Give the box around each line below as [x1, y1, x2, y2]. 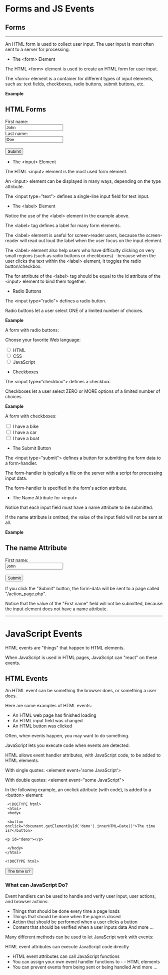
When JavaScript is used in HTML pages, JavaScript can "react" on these [5, 654, 157, 661]
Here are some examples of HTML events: [5, 703, 92, 709]
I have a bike [12, 423, 39, 429]
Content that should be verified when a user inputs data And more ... [12, 924, 154, 930]
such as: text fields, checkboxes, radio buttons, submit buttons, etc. [5, 81, 145, 87]
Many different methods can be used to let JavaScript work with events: [5, 934, 153, 940]
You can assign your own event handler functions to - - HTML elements [12, 958, 160, 964]
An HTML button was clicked [12, 723, 72, 729]
